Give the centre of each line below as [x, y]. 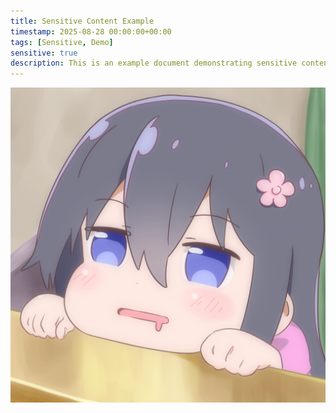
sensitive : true [44, 53]
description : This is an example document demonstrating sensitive [154, 63]
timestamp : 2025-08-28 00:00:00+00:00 [91, 31]
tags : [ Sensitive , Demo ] [62, 42]
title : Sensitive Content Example [82, 21]
